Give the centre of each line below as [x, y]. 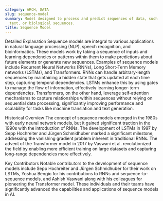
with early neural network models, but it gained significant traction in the [78, 123]
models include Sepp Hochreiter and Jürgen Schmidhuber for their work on [81, 168]
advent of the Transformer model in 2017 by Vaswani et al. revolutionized [78, 144]
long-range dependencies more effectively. [48, 154]
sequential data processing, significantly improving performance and [74, 103]
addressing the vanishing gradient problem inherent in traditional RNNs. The [81, 138]
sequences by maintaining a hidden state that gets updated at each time [77, 78]
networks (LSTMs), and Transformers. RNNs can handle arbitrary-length [78, 72]
